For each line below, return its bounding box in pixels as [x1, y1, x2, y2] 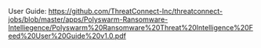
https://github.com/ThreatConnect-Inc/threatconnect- [48, 7, 223, 15]
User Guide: [8, 7, 47, 15]
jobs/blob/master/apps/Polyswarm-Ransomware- [8, 15, 169, 24]
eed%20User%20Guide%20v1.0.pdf [8, 31, 127, 40]
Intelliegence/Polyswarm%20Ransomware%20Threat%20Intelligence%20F [8, 23, 253, 32]
